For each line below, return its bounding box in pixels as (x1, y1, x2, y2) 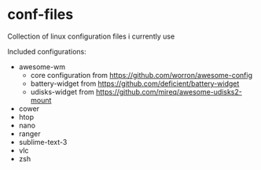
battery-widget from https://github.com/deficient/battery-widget (30, 79, 240, 88)
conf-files (7, 6, 74, 24)
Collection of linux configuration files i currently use (7, 31, 175, 41)
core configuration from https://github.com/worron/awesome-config (30, 70, 253, 79)
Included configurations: (7, 46, 87, 56)
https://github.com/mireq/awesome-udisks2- (96, 87, 243, 96)
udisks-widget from (30, 87, 95, 96)
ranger (18, 128, 41, 139)
